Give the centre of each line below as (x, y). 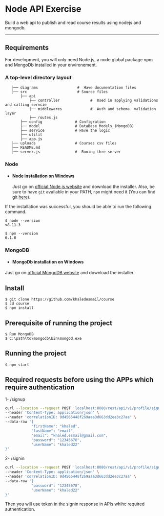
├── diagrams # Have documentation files (74, 88)
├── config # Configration (63, 122)
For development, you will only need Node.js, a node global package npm (79, 59)
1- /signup (15, 399)
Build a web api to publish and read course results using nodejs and (73, 23)
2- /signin (15, 458)
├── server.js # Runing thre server (66, 152)
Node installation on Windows (43, 176)
